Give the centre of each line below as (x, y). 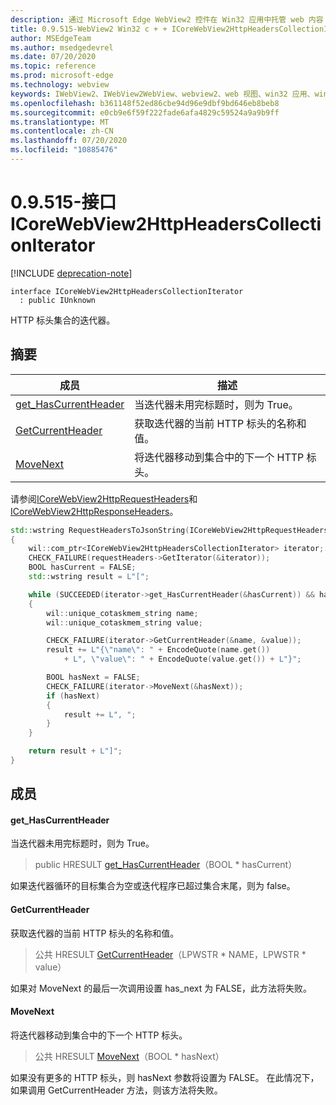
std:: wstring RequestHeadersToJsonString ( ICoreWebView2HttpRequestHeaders (169, 530)
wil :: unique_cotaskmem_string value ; (124, 622)
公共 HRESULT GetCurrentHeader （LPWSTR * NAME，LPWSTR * (170, 954)
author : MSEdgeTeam (51, 38)
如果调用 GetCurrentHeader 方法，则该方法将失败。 (116, 1090)
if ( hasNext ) (73, 696)
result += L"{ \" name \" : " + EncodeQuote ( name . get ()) (158, 650)
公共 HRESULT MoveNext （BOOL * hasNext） (129, 1056)
